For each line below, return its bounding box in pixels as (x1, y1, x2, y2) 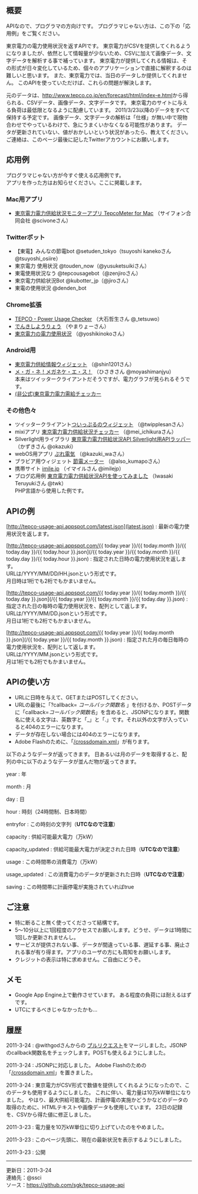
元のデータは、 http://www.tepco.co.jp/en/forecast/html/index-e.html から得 (6, 91, 189, 98)
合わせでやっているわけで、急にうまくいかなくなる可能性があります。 (6, 121, 176, 128)
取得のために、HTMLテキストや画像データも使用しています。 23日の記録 (6, 1104, 183, 1111)
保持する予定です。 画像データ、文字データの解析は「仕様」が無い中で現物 (6, 114, 188, 121)
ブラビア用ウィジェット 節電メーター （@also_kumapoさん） (14, 458, 164, 465)
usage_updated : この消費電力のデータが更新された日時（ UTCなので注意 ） (6, 870, 188, 877)
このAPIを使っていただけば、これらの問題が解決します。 (17, 79, 155, 86)
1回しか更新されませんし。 (14, 933, 80, 940)
